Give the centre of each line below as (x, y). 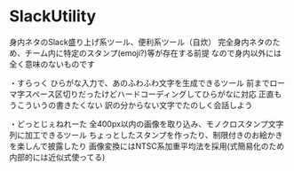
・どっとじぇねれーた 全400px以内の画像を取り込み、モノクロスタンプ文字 (147, 124)
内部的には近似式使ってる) (57, 157)
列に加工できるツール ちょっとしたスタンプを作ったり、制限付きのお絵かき (146, 135)
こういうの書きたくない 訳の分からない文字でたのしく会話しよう (135, 105)
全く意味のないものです (52, 64)
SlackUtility (53, 16)
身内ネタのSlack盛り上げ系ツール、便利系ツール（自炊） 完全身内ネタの (141, 42)
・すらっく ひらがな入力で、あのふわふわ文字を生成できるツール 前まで (139, 82)
